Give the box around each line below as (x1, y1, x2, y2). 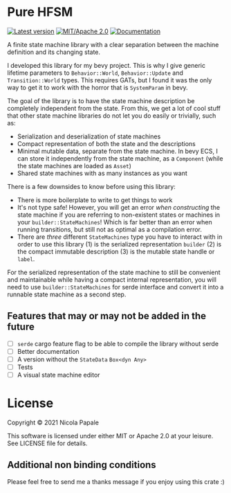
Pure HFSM (7, 4, 73, 20)
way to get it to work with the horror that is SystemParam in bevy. (7, 83, 188, 91)
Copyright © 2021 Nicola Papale (7, 418, 99, 427)
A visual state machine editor (17, 371, 100, 379)
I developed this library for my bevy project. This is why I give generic (7, 61, 206, 69)
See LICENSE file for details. (7, 439, 88, 447)
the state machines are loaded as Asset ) (17, 161, 131, 170)
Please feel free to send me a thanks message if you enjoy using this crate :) (7, 477, 225, 485)
